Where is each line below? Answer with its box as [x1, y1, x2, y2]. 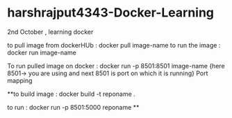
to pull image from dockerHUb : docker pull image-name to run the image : [7, 41, 221, 49]
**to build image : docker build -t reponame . [7, 90, 135, 98]
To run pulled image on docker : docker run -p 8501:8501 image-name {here [7, 61, 225, 70]
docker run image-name [7, 48, 76, 57]
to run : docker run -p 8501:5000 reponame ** [7, 103, 140, 111]
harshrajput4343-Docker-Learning [7, 5, 214, 21]
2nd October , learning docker [7, 28, 94, 36]
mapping [7, 76, 33, 84]
